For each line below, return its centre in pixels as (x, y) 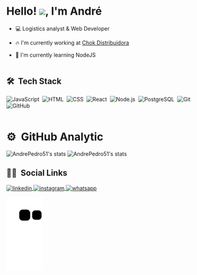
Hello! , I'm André (54, 11)
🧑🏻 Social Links (37, 173)
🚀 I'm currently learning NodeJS (56, 55)
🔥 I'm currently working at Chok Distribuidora (72, 42)
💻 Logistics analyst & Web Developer (62, 28)
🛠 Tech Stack (34, 82)
